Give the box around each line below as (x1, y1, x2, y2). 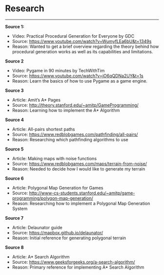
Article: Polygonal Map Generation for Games (12, 185, 103, 190)
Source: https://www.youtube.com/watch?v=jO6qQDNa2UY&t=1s (12, 73, 143, 79)
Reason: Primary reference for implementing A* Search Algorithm (12, 264, 144, 270)
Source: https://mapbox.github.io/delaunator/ (12, 230, 103, 235)
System (12, 206, 28, 212)
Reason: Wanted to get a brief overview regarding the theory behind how (12, 43, 159, 49)
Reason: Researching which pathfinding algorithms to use (12, 136, 128, 142)
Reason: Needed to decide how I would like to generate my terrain (12, 166, 145, 171)
